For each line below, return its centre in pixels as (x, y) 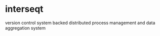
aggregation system (25, 28)
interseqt (24, 9)
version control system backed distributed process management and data (80, 23)
